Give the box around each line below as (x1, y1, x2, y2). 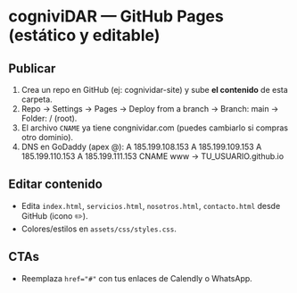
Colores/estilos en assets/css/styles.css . (21, 223, 177, 234)
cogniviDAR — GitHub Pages (8, 6, 224, 27)
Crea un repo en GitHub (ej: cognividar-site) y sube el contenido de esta (21, 85, 289, 95)
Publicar (8, 61, 56, 76)
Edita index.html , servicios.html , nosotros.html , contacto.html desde (21, 200, 281, 211)
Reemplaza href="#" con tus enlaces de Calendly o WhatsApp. (21, 272, 253, 283)
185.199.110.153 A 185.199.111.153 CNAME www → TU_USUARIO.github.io (21, 151, 285, 162)
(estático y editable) (8, 25, 161, 46)
